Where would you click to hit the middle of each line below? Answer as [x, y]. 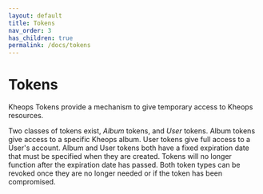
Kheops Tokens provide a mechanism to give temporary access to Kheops [131, 107]
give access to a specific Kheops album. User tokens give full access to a [129, 140]
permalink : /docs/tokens [50, 46]
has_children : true [41, 38]
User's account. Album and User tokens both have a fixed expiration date [129, 148]
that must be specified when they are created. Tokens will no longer [120, 156]
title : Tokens [32, 23]
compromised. [32, 182]
